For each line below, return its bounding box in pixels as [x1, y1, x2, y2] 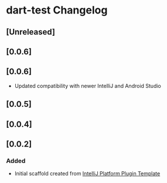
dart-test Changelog [6, 4, 108, 17]
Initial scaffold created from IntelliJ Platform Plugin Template [14, 170, 161, 177]
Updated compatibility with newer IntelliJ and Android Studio [14, 82, 161, 89]
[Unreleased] [6, 27, 56, 37]
